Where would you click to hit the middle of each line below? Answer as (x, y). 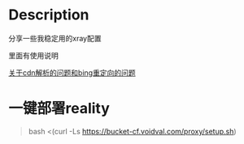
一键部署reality (59, 109)
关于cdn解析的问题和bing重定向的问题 (72, 72)
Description (49, 15)
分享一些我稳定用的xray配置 (55, 38)
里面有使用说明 (33, 55)
